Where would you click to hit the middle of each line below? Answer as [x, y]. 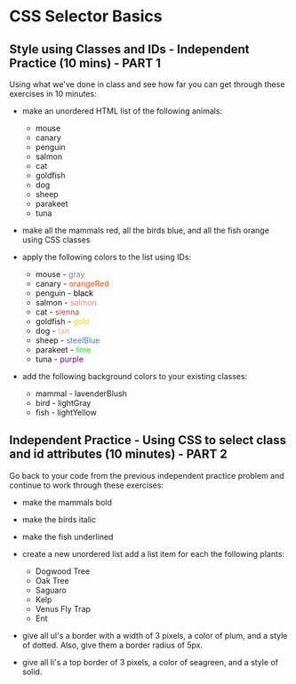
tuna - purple [60, 359]
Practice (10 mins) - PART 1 [85, 63]
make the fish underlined [68, 537]
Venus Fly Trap [63, 608]
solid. [32, 672]
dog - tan [52, 331]
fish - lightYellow [66, 412]
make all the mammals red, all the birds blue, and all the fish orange [145, 230]
